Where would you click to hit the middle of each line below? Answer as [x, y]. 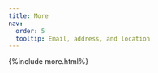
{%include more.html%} [49, 62]
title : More [28, 16]
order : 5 [30, 31]
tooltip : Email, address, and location [83, 39]
